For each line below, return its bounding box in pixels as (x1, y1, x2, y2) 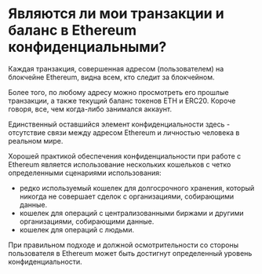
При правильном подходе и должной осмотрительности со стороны (8, 240, 239, 250)
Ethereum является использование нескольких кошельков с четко (8, 159, 231, 169)
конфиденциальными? (8, 38, 167, 56)
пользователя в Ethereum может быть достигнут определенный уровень (8, 248, 253, 258)
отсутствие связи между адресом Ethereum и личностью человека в (8, 127, 240, 137)
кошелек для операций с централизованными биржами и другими (19, 208, 245, 217)
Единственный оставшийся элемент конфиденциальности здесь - (8, 119, 230, 129)
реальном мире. (8, 136, 64, 145)
